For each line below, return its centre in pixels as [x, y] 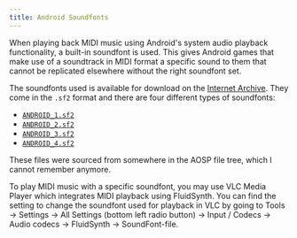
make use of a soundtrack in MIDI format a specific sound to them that [138, 61]
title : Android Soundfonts [59, 17]
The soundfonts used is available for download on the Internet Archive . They [149, 88]
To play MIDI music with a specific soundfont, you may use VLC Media [138, 186]
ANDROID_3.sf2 [48, 134]
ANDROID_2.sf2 [48, 125]
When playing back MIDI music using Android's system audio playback [139, 42]
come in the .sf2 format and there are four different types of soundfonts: [142, 97]
